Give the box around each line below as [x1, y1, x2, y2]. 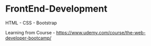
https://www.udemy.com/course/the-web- [56, 29, 146, 35]
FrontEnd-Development [5, 3, 107, 15]
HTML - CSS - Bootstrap [5, 20, 57, 26]
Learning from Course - [5, 29, 55, 35]
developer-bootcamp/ [5, 35, 52, 41]
